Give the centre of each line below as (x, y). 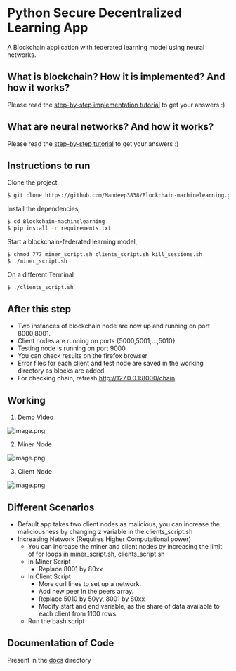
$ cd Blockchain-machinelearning (56, 222)
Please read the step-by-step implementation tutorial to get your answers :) (116, 105)
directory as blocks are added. (62, 371)
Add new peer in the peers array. (86, 592)
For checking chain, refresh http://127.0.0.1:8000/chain (96, 378)
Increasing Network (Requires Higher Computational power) (104, 539)
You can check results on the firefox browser (83, 356)
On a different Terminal (41, 274)
